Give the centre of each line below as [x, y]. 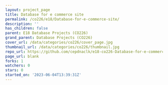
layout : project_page [28, 10]
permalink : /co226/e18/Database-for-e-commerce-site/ [62, 19]
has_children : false [27, 28]
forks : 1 [14, 61]
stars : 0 [14, 70]
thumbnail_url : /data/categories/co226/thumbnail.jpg [62, 47]
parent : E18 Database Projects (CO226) [47, 33]
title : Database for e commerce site [44, 14]
